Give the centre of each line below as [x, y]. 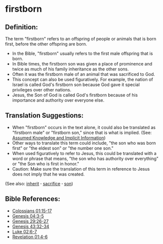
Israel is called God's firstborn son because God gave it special [76, 85]
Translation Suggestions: [45, 116]
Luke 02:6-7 [24, 231]
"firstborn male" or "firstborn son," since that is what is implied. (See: [82, 133]
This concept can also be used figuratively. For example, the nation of [82, 79]
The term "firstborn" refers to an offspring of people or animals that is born [81, 39]
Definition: [22, 27]
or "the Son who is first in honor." [46, 164]
